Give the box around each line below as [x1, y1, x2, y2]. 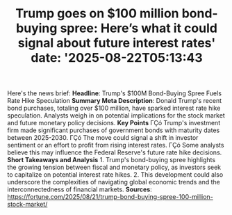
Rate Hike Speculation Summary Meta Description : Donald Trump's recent [7, 97, 222, 105]
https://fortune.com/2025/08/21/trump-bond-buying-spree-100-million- [7, 193, 213, 201]
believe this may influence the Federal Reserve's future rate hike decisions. [7, 148, 222, 157]
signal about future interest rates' [17, 35, 216, 51]
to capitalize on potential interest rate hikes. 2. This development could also [7, 170, 224, 179]
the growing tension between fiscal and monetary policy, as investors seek [7, 163, 222, 172]
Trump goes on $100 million [15, 6, 179, 22]
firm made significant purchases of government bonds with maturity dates [7, 126, 220, 134]
